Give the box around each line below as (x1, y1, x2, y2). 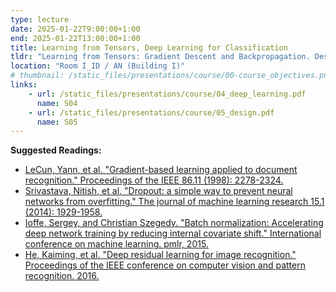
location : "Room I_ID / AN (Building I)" (10, 61, 186, 71)
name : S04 (36, 98, 78, 108)
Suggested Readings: (10, 144, 102, 156)
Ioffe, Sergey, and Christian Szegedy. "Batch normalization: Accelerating (24, 217, 324, 229)
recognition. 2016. (24, 270, 100, 282)
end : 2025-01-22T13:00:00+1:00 (10, 33, 141, 43)
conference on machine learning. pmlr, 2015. (24, 238, 209, 250)
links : (10, 80, 38, 90)
